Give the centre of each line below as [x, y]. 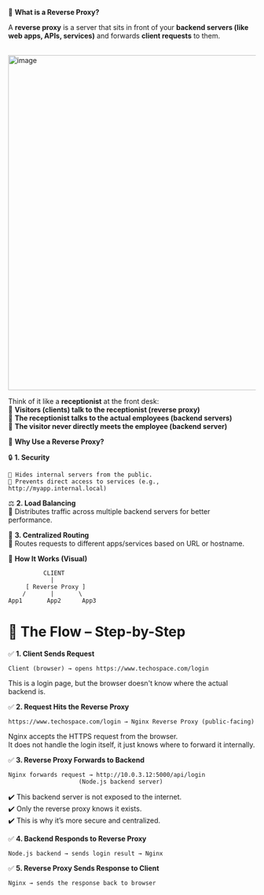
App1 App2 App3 [52, 601]
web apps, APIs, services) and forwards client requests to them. [114, 36]
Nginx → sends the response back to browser [82, 883]
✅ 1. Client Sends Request [51, 653]
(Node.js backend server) [121, 782]
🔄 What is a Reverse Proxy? [54, 12]
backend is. [27, 691]
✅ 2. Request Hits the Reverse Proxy [69, 706]
